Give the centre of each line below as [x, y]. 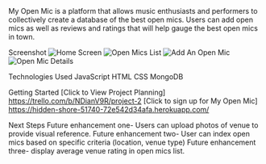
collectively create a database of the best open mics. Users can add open [131, 19]
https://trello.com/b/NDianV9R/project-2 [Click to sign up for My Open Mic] [133, 101]
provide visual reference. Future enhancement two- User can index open [129, 134]
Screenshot [27, 53]
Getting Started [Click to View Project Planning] [87, 92]
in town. [21, 37]
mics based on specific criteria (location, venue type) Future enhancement [132, 142]
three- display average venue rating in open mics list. [97, 151]
